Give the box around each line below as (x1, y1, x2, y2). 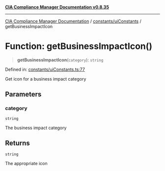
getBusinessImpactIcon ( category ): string (17, 57, 104, 63)
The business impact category (5, 125, 67, 131)
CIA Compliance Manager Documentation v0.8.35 (5, 4, 110, 10)
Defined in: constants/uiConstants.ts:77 (5, 66, 85, 72)
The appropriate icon (5, 161, 48, 167)
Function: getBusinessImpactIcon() (5, 41, 153, 52)
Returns (5, 139, 30, 147)
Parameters (5, 90, 42, 99)
